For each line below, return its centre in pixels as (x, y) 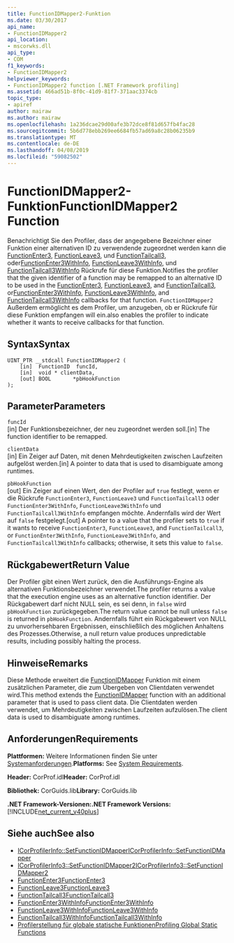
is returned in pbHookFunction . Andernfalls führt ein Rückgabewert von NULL (117, 619)
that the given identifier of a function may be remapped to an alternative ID (115, 278)
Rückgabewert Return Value (69, 565)
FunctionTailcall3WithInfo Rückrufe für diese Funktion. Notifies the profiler (113, 270)
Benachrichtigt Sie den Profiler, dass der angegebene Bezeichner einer (109, 240)
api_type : (22, 53)
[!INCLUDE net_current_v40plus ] (53, 811)
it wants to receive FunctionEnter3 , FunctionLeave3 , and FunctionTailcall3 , (116, 528)
